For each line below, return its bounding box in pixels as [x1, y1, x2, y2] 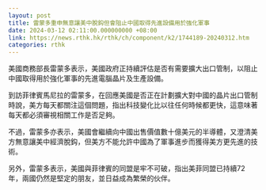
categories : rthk [8, 41, 66, 49]
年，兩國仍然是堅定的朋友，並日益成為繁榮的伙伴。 [8, 173, 175, 183]
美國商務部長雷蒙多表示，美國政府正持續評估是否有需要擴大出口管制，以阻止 [8, 64, 258, 74]
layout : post [8, 11, 51, 20]
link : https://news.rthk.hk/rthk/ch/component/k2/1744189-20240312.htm [8, 33, 249, 42]
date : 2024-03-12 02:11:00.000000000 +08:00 [8, 26, 158, 34]
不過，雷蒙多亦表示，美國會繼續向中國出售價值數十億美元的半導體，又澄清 [8, 127, 251, 137]
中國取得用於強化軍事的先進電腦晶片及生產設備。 [8, 74, 168, 83]
